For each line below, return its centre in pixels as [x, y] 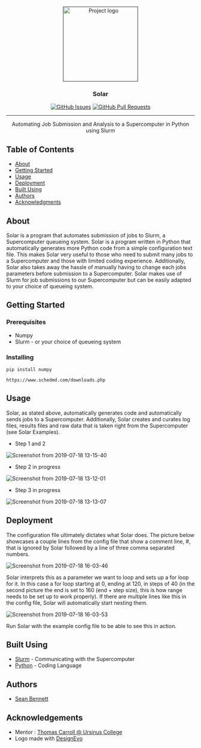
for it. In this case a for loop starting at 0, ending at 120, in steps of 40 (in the [100, 583]
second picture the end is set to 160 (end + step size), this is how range [94, 590]
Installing [20, 357]
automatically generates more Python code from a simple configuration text [99, 248]
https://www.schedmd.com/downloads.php [56, 380]
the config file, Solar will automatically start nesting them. [77, 602]
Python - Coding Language [48, 665]
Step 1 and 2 [30, 444]
